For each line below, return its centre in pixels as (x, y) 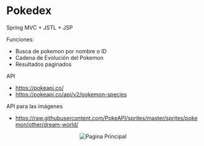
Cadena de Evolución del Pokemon (59, 57)
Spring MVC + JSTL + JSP (40, 27)
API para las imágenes (35, 106)
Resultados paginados (43, 64)
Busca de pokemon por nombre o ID (61, 51)
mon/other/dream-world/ (47, 124)
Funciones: (20, 39)
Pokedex (29, 11)
